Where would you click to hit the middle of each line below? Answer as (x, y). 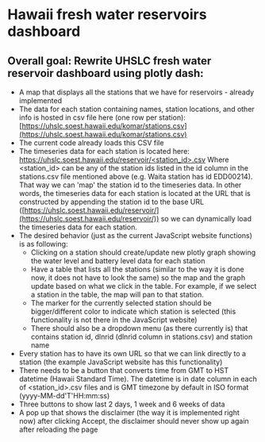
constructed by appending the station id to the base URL (111, 202)
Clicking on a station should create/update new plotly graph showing (143, 252)
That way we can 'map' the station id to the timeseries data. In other (130, 185)
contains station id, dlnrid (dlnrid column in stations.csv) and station (142, 336)
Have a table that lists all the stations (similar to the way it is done (137, 269)
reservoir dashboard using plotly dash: (106, 73)
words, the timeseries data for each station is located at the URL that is (134, 193)
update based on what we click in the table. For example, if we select (144, 286)
